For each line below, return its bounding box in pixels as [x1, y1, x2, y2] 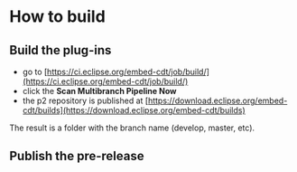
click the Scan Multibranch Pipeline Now [22, 86, 177, 96]
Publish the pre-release [9, 148, 144, 164]
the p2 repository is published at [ [22, 95, 149, 106]
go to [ [22, 66, 48, 77]
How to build [9, 6, 106, 27]
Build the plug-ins [9, 43, 112, 58]
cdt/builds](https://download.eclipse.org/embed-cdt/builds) [22, 105, 246, 115]
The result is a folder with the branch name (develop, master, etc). [9, 122, 255, 133]
